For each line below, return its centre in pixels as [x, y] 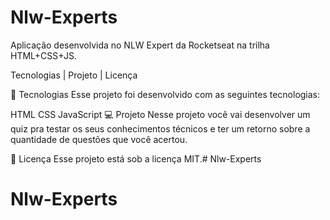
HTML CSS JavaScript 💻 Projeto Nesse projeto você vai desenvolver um [160, 114]
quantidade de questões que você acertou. [99, 139]
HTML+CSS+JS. [43, 55]
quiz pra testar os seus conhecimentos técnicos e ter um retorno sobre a [160, 128]
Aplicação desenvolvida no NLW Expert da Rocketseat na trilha [140, 45]
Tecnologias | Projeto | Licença [74, 75]
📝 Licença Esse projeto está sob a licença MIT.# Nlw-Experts [136, 158]
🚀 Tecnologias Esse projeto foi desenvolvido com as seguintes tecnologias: [165, 94]
